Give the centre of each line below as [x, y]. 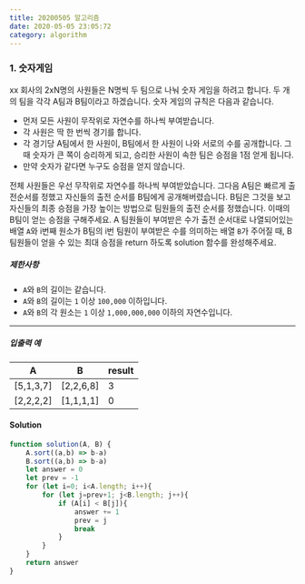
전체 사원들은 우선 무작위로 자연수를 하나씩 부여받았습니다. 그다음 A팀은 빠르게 [148, 185]
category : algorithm [49, 35]
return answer [52, 563]
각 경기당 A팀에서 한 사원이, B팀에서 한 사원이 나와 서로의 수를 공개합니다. [152, 143]
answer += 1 [97, 512]
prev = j [90, 520]
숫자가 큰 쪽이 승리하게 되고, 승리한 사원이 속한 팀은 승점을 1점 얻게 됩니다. [163, 155]
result [121, 370]
